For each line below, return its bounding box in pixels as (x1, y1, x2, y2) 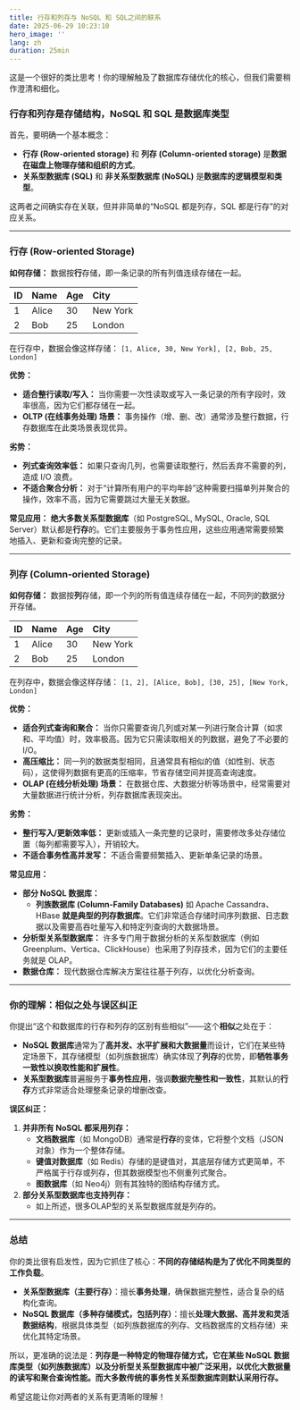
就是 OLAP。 (29, 955, 78, 966)
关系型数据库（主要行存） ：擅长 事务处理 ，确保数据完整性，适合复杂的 (21, 1286, 277, 1296)
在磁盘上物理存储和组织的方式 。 (21, 160, 140, 171)
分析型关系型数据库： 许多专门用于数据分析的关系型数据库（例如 (21, 933, 260, 943)
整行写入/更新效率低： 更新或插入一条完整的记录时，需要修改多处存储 (21, 828, 279, 839)
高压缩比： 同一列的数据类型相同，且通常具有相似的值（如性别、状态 (21, 756, 275, 767)
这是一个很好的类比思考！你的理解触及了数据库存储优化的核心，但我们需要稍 (9, 72, 291, 83)
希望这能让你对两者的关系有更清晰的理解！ (9, 1391, 166, 1402)
